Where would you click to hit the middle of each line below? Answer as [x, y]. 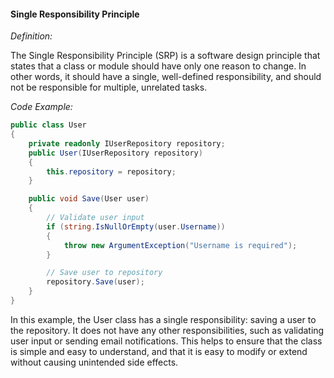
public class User [48, 125]
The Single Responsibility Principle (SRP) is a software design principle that [165, 56]
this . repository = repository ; [111, 171]
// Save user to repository [104, 273]
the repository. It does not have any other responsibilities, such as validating [167, 330]
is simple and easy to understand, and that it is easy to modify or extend [159, 351]
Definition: [31, 36]
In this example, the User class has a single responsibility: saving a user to [163, 319]
